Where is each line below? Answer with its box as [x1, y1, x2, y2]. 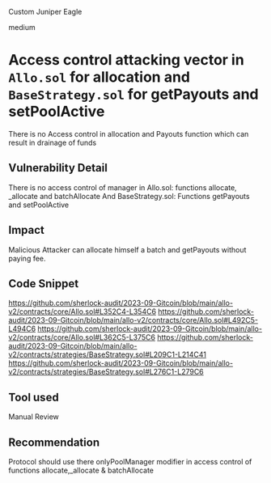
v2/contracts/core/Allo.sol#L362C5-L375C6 [8, 333, 156, 342]
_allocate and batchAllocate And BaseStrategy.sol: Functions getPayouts [8, 191, 250, 201]
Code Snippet [8, 277, 79, 290]
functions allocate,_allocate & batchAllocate [8, 465, 155, 475]
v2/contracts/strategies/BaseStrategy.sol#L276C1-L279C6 [8, 367, 204, 377]
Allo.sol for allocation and [8, 68, 191, 87]
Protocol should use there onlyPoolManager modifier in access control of [8, 457, 252, 466]
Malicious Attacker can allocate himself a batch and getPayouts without [8, 244, 247, 254]
